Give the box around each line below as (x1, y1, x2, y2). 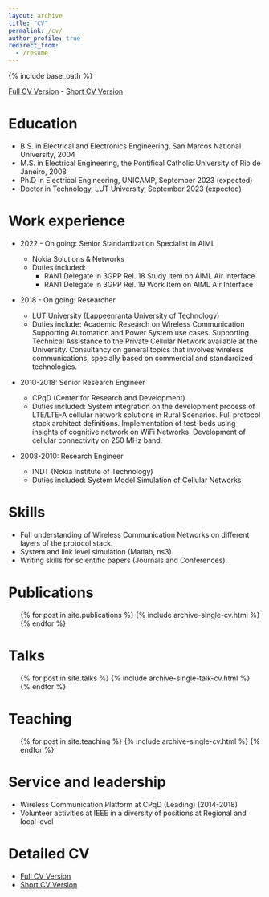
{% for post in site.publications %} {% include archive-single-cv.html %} (19, 610, 260, 619)
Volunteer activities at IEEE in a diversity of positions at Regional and (19, 808, 247, 818)
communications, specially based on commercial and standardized (31, 353, 253, 363)
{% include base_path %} (8, 71, 93, 80)
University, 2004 (19, 149, 76, 159)
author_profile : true (8, 34, 81, 43)
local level (19, 816, 54, 826)
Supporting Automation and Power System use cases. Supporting (31, 327, 250, 337)
